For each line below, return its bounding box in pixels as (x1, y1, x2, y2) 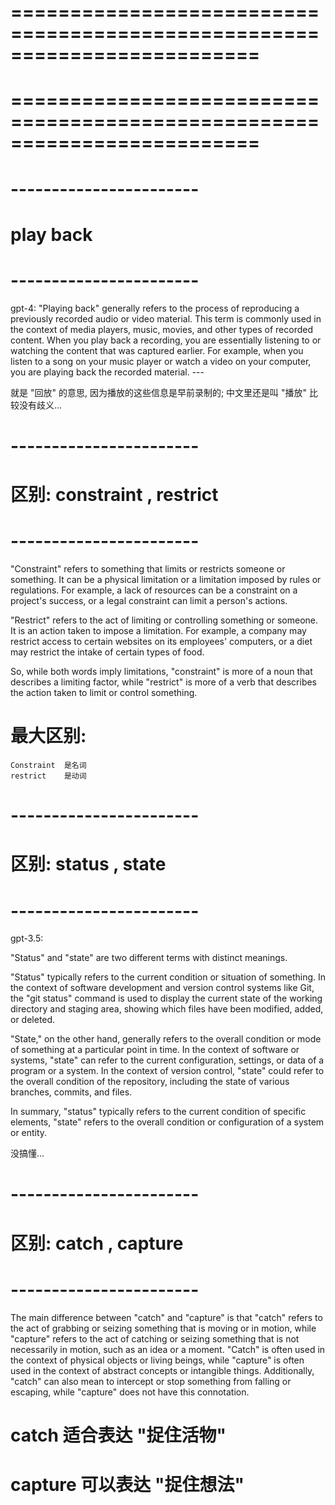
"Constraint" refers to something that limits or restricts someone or (10, 563, 286, 575)
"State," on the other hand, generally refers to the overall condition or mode (10, 1033, 322, 1045)
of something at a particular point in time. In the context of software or (10, 1044, 300, 1056)
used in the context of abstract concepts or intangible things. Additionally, (10, 1364, 315, 1376)
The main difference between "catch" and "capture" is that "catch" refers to (10, 1311, 323, 1323)
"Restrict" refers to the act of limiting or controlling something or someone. (10, 614, 319, 626)
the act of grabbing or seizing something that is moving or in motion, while (10, 1322, 317, 1334)
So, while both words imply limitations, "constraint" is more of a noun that (10, 666, 313, 677)
